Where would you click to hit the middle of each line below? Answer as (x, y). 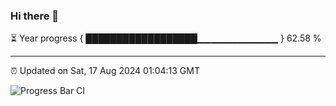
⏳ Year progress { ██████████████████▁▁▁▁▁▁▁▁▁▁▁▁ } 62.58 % (166, 38)
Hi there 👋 (35, 16)
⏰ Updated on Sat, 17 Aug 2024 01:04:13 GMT (105, 71)
